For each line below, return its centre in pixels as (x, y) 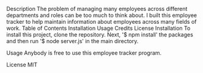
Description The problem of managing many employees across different (97, 9)
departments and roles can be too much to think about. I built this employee (102, 15)
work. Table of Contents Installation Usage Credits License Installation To (98, 28)
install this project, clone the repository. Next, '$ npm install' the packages (100, 35)
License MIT (22, 64)
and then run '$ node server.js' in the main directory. (72, 41)
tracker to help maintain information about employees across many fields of (102, 22)
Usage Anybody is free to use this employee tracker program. (84, 53)
